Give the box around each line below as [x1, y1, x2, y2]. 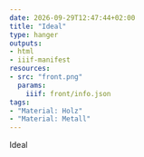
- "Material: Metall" [9, 114, 91, 123]
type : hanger [9, 30, 59, 39]
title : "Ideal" [9, 22, 67, 31]
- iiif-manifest [9, 55, 71, 64]
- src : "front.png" [9, 73, 83, 82]
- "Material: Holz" [9, 106, 83, 115]
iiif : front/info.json [25, 89, 111, 98]
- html [9, 47, 34, 56]
